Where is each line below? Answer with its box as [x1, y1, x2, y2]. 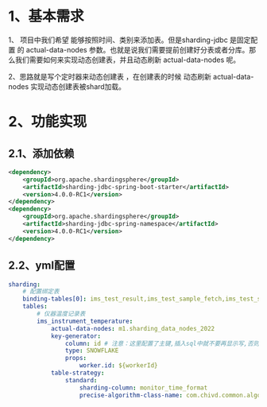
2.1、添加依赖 [8, 146, 75, 160]
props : [64, 355, 87, 362]
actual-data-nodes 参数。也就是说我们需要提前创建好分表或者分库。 [25, 45, 250, 54]
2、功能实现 [8, 113, 87, 131]
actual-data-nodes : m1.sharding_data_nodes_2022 [50, 324, 215, 332]
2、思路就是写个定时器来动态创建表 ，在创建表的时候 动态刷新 [8, 72, 212, 81]
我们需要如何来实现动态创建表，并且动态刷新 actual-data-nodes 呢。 [14, 55, 241, 64]
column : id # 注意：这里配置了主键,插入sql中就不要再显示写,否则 [64, 339, 260, 347]
